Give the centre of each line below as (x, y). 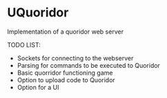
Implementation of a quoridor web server (66, 32)
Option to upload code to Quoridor (66, 79)
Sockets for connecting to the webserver (75, 58)
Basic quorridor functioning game (65, 73)
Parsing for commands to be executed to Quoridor (89, 65)
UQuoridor (38, 13)
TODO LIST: (24, 45)
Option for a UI (38, 87)
